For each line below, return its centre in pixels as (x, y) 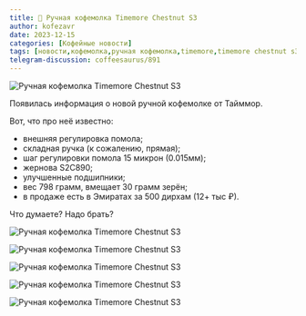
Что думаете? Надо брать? (61, 214)
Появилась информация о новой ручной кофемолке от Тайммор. (136, 104)
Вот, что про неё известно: (61, 121)
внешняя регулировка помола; (83, 138)
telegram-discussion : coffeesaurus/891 (85, 60)
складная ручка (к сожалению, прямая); (102, 148)
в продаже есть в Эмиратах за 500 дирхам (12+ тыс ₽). (131, 197)
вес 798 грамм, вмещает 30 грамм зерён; (105, 187)
